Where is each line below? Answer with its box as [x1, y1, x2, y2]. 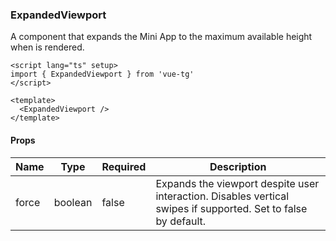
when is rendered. [10, 41, 85, 53]
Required [101, 159, 147, 173]
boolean [53, 195, 93, 209]
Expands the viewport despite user [155, 176, 320, 190]
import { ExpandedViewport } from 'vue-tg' [10, 69, 195, 80]
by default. [155, 214, 207, 228]
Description [209, 159, 267, 173]
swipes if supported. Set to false [155, 201, 308, 215]
